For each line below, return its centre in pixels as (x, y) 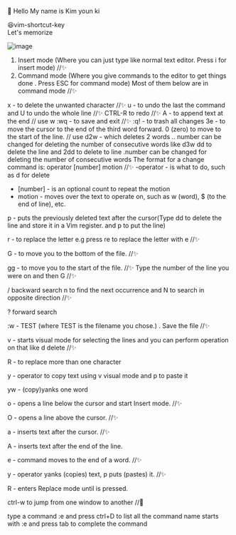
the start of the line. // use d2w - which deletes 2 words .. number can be (114, 137)
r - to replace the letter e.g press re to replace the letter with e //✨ (104, 239)
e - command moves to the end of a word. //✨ (75, 460)
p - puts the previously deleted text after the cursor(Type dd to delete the (115, 218)
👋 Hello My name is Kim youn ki (54, 11)
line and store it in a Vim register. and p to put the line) (86, 225)
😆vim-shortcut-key (36, 25)
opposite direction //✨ (40, 297)
